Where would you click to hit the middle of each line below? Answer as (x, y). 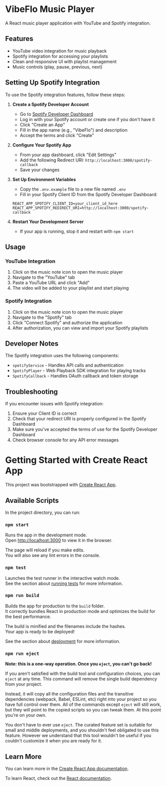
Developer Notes (32, 343)
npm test (16, 568)
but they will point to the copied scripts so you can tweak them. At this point (83, 710)
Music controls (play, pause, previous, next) (57, 67)
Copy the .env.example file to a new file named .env (73, 189)
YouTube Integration (30, 261)
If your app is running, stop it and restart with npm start (77, 231)
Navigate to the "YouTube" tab (44, 277)
